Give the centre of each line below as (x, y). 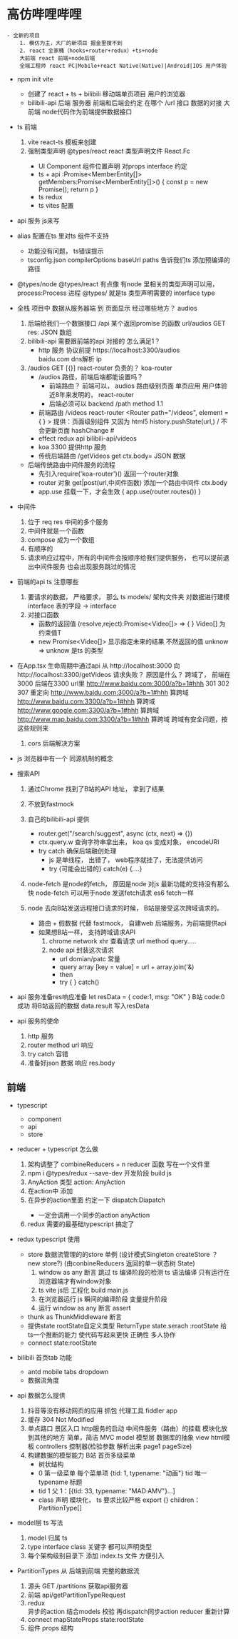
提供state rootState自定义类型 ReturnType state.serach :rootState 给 (127, 1325)
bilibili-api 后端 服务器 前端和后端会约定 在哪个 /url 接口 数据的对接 (125, 102)
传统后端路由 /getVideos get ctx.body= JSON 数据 (112, 456)
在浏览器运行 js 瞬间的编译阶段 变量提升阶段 (103, 1299)
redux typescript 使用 (48, 1239)
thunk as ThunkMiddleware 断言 (75, 1317)
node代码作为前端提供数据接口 (87, 111)
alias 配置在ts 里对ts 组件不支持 (63, 236)
